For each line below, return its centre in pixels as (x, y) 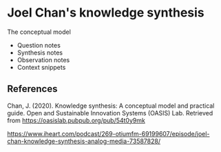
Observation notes (43, 59)
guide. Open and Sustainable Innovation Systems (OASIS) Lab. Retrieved (110, 113)
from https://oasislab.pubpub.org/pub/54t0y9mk (76, 120)
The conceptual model (39, 32)
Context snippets (41, 67)
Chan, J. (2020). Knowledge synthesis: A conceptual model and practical (111, 106)
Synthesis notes (40, 53)
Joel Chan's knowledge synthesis (106, 13)
